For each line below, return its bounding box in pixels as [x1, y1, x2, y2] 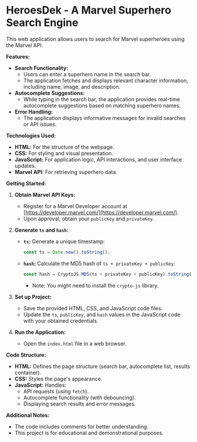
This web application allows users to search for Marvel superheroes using [6, 35, 185, 42]
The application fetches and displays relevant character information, [23, 77, 189, 84]
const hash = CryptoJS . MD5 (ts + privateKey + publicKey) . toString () [23, 271, 195, 277]
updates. [14, 162, 36, 169]
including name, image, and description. [23, 83, 121, 90]
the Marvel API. [6, 42, 43, 49]
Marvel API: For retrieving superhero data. [14, 168, 118, 175]
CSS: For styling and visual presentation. [14, 149, 113, 156]
